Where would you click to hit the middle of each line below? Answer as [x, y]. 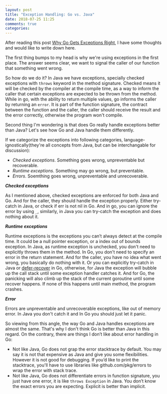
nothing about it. [22, 217]
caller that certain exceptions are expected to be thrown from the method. [81, 94]
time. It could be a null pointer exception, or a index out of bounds [73, 241]
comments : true [21, 24]
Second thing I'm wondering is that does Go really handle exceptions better [83, 125]
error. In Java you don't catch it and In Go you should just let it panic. [76, 314]
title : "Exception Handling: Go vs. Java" [50, 14]
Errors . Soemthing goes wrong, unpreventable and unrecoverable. [80, 176]
